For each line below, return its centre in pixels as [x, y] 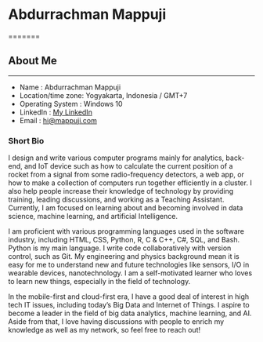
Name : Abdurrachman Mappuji [70, 87]
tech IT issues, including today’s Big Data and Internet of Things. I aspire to [129, 305]
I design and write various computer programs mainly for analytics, [116, 158]
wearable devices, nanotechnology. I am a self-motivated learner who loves [130, 273]
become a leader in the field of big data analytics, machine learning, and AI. [130, 313]
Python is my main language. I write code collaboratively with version [120, 248]
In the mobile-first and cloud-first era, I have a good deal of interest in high [129, 297]
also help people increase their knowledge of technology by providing [121, 191]
